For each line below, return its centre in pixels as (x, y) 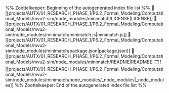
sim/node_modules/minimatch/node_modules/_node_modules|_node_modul (85, 80)
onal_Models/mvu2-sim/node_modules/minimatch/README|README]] (79, 62)
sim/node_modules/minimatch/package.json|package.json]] (68, 51)
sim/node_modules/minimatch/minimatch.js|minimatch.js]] (66, 35)
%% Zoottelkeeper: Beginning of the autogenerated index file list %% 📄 (80, 8)
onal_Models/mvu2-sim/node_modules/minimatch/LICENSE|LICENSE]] (79, 18)
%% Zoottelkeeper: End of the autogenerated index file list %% (80, 85)
